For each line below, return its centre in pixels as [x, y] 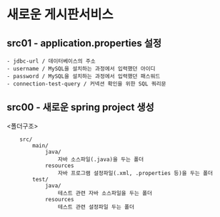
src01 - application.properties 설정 [84, 43]
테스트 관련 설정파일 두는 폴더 [96, 207]
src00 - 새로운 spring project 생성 [80, 107]
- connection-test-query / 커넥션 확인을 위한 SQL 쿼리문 [86, 84]
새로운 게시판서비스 [60, 15]
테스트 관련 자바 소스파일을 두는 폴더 [105, 193]
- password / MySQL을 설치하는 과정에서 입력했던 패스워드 [84, 76]
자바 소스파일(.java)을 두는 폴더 [101, 159]
